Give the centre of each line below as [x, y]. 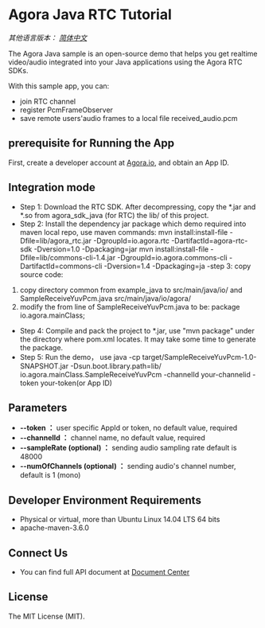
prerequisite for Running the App [92, 144]
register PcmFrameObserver [66, 110]
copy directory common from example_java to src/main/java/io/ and [131, 290]
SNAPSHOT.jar [44, 366]
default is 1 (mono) [50, 475]
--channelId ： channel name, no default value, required [112, 438]
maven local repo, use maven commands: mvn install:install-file [124, 232]
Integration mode [52, 187]
